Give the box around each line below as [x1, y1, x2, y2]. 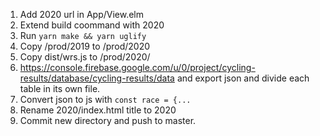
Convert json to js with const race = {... [19, 94, 192, 105]
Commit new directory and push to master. [19, 115, 197, 126]
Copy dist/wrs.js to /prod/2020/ [19, 51, 151, 63]
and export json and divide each [176, 72, 310, 84]
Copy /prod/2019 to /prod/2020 [19, 40, 151, 52]
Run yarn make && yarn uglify [19, 30, 147, 41]
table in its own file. [19, 83, 101, 94]
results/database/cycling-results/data [19, 72, 175, 84]
